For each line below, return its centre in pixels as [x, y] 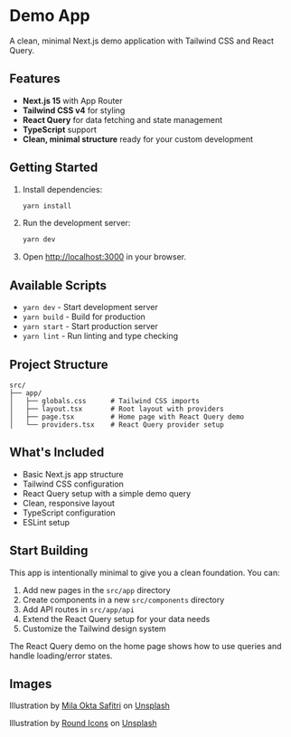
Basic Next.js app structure [73, 474]
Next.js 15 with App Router [73, 100]
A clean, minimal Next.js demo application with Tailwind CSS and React [141, 41]
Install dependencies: [62, 189]
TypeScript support [59, 129]
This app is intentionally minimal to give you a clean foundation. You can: [145, 572]
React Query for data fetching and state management [122, 119]
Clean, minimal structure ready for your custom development [138, 139]
